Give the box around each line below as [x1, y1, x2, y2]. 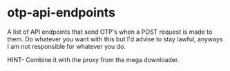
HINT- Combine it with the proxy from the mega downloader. [7, 55, 180, 63]
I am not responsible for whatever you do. [7, 42, 126, 50]
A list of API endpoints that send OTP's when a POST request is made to [7, 28, 213, 36]
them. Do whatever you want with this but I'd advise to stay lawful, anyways [7, 34, 223, 43]
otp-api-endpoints [7, 5, 116, 21]
